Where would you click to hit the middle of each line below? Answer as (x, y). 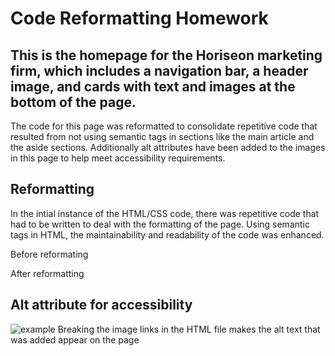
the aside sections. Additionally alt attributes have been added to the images (168, 147)
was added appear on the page (75, 339)
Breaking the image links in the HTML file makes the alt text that (189, 329)
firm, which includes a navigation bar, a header (159, 70)
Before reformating (49, 254)
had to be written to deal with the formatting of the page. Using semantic (160, 224)
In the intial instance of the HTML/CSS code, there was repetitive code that (165, 213)
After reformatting (47, 273)
